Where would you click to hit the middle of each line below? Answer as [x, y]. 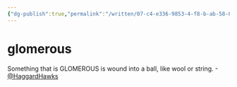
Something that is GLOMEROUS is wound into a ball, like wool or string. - [113, 69]
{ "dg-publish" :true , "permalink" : [56, 14]
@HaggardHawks [33, 76]
